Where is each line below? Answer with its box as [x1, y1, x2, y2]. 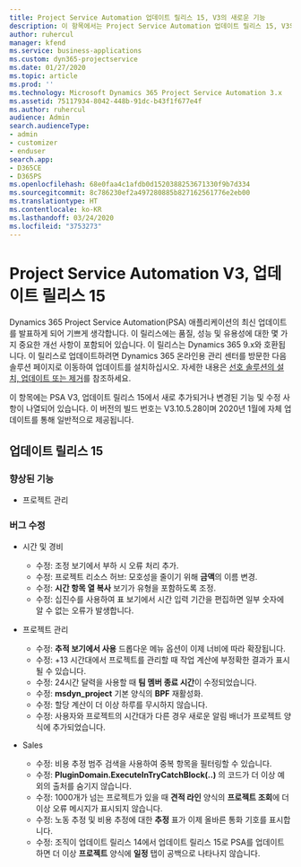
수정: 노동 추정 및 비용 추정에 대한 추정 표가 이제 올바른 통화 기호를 [35, 814, 267, 826]
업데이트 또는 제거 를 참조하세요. [21, 373, 132, 384]
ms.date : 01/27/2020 [9, 64, 87, 73]
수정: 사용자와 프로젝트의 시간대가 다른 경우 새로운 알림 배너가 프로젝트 [35, 711, 282, 722]
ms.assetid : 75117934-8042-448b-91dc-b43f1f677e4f [9, 96, 202, 106]
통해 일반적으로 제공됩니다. [39, 415, 134, 425]
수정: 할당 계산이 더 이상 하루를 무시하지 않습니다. [35, 699, 208, 710]
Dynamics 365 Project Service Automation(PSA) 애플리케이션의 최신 [9, 317, 257, 328]
